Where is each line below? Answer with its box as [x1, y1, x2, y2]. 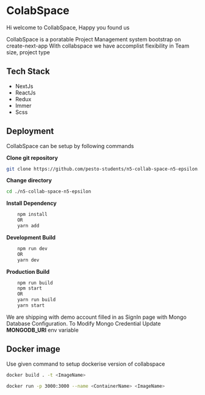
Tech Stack [6, 66, 50, 77]
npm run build [17, 280, 53, 286]
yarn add [17, 223, 40, 229]
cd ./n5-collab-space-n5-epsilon [6, 188, 92, 195]
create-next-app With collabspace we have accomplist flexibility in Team [6, 42, 190, 49]
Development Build [6, 233, 56, 241]
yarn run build [17, 297, 56, 303]
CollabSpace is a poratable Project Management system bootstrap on [6, 35, 181, 43]
